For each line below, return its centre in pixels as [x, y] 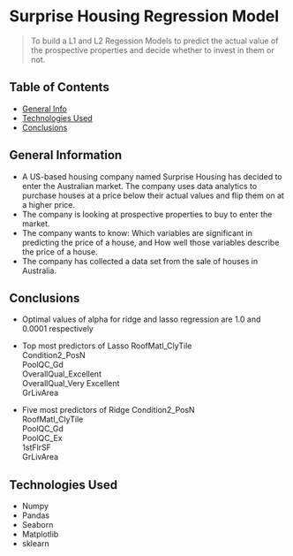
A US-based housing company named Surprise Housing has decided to [152, 176]
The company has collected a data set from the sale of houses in [140, 261]
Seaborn [38, 525]
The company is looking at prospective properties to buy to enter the [147, 214]
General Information [66, 155]
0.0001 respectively [58, 329]
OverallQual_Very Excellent [71, 384]
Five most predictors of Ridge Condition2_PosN [109, 410]
